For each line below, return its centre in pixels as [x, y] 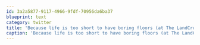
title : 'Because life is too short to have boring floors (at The [90, 28]
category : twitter [29, 22]
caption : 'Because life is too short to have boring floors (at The [93, 33]
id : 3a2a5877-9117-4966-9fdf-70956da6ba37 [60, 11]
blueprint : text [26, 17]
